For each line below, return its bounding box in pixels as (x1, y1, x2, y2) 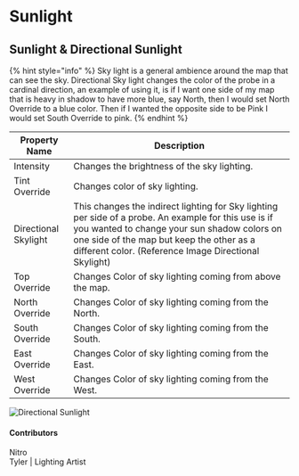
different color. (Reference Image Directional (73, 245, 260, 257)
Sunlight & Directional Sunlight (9, 42, 182, 57)
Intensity (13, 160, 51, 172)
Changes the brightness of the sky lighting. (73, 160, 254, 172)
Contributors (9, 427, 59, 438)
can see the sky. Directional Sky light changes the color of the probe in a (9, 75, 276, 86)
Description (154, 140, 205, 152)
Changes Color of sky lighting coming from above (73, 270, 281, 283)
